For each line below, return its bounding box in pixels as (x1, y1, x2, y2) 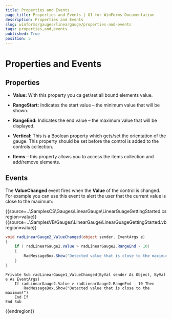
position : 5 (5, 36, 31, 41)
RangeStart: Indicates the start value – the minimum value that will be (12, 102, 160, 108)
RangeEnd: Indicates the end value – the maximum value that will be (12, 117, 157, 123)
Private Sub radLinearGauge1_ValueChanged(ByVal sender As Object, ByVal (5, 272, 166, 277)
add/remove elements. (12, 159, 60, 165)
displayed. (12, 122, 35, 129)
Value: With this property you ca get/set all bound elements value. (12, 92, 153, 98)
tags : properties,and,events (5, 27, 68, 32)
